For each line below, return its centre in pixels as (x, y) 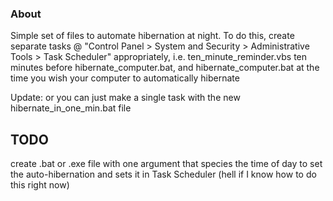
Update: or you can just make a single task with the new (125, 98)
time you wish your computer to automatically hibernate (125, 78)
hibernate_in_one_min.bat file (71, 108)
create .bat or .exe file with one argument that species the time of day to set (166, 164)
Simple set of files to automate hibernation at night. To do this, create (152, 36)
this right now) (40, 185)
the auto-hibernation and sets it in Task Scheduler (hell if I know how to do (163, 174)
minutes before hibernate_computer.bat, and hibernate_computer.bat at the (165, 68)
